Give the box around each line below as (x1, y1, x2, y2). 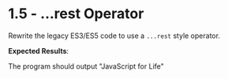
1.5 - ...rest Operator (8, 5, 144, 23)
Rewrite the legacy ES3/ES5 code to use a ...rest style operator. (8, 31, 221, 40)
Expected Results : (8, 46, 69, 55)
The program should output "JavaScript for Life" (8, 61, 164, 71)
